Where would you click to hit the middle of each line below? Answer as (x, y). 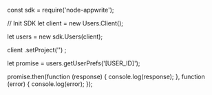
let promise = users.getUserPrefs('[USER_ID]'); (74, 63)
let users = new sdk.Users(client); (55, 36)
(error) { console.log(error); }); (50, 84)
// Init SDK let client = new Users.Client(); (65, 23)
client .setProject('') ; (37, 50)
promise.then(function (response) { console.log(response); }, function (106, 76)
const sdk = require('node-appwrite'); (61, 10)
